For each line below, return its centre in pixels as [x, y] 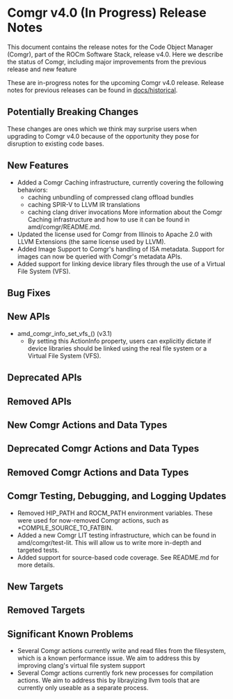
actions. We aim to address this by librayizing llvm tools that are [109, 680]
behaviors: [32, 190]
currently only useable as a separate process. [83, 688]
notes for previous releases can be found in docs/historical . [93, 90]
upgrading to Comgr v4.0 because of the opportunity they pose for [103, 136]
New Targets [35, 586]
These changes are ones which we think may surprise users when [102, 129]
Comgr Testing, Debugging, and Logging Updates [117, 496]
